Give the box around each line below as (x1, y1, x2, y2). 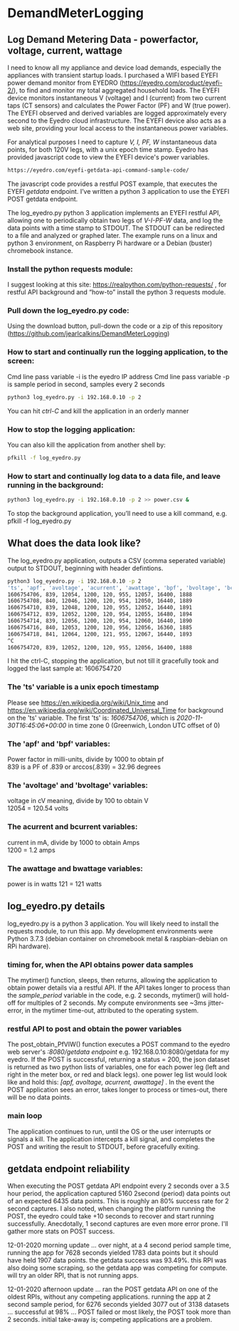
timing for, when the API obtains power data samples (7, 960, 194, 970)
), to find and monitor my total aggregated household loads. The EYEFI (13, 86, 220, 94)
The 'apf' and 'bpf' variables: (7, 739, 110, 749)
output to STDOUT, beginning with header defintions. (7, 564, 164, 572)
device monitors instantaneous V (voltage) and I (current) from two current (7, 94, 226, 102)
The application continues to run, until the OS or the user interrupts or (7, 1127, 212, 1136)
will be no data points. (7, 1093, 73, 1102)
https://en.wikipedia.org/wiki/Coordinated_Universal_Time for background (7, 705, 224, 714)
